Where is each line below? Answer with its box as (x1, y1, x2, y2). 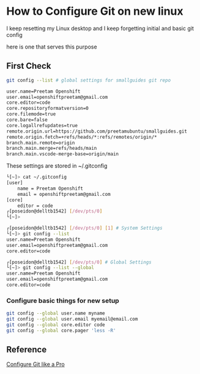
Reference (6, 345, 47, 355)
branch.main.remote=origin (6, 139, 75, 146)
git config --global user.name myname (6, 310, 105, 317)
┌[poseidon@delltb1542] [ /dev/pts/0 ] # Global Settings (6, 259, 152, 265)
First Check (6, 61, 51, 71)
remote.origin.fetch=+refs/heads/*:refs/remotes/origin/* (6, 134, 157, 140)
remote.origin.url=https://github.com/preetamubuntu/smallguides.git (6, 128, 188, 134)
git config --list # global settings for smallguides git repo (6, 77, 171, 84)
